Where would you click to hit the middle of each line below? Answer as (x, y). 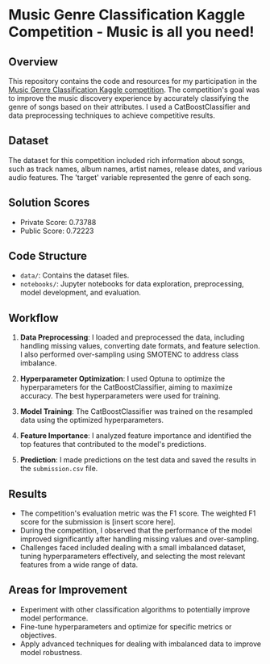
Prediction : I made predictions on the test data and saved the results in (138, 460)
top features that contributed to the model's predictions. (113, 445)
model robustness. (51, 652)
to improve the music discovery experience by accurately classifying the (129, 98)
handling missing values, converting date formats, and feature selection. (140, 346)
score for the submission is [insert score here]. (98, 522)
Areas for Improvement (68, 590)
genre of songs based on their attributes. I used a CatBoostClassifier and (129, 107)
